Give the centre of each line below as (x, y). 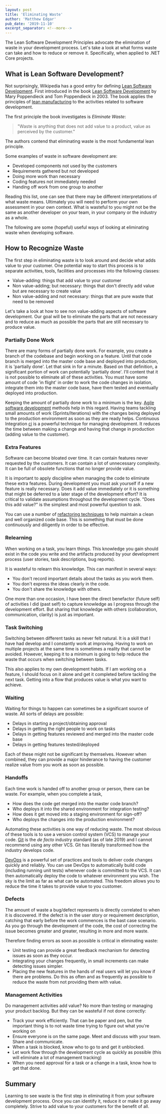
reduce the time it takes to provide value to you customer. (64, 886)
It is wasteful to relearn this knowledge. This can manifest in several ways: (81, 569)
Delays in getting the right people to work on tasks (64, 729)
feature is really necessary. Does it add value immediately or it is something (82, 489)
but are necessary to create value (47, 291)
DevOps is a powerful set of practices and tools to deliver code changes (79, 860)
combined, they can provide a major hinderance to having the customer (78, 759)
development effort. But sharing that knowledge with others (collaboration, (81, 609)
